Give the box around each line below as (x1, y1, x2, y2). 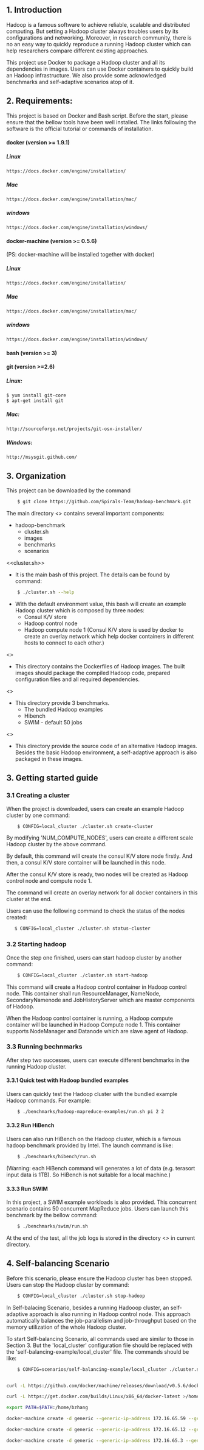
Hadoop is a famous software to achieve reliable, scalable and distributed (6, 21, 190, 28)
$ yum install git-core (6, 392, 67, 398)
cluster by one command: (6, 812, 70, 819)
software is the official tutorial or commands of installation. (6, 125, 154, 132)
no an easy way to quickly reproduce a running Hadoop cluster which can (6, 40, 191, 48)
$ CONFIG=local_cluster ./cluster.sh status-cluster (14, 925, 151, 932)
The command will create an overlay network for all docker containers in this (6, 889, 198, 896)
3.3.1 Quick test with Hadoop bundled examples (6, 1077, 129, 1084)
